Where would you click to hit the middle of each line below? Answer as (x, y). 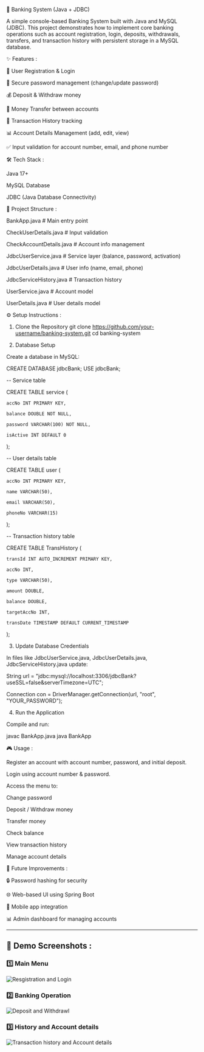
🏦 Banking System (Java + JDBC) (48, 9)
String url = (20, 676)
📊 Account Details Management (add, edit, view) (68, 133)
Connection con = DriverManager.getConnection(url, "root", (81, 694)
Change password (29, 798)
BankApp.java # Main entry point (47, 221)
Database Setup (35, 345)
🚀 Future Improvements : (37, 868)
